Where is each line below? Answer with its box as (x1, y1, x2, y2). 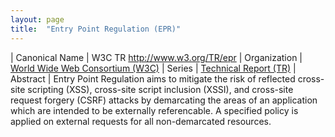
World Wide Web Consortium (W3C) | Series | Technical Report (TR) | (10, 62, 297, 74)
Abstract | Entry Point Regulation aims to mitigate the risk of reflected (10, 72, 296, 85)
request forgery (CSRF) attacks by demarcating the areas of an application (10, 94, 318, 106)
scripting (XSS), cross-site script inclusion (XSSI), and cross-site (27, 83, 294, 95)
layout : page (10, 14, 65, 25)
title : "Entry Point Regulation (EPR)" (10, 24, 182, 34)
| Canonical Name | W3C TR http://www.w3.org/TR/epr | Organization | (10, 51, 303, 63)
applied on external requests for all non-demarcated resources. (10, 115, 272, 127)
